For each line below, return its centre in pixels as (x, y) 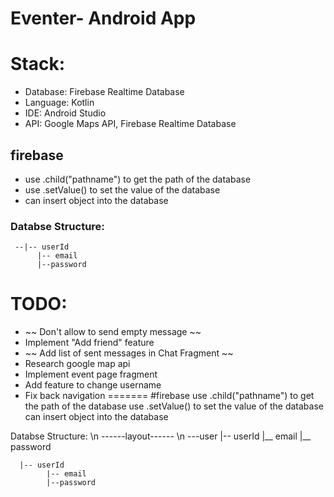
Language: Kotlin (59, 103)
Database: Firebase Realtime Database (104, 92)
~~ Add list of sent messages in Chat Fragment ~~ (129, 353)
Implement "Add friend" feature (89, 343)
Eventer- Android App (103, 18)
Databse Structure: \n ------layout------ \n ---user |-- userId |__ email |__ (161, 436)
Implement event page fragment (91, 374)
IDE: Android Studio (65, 113)
